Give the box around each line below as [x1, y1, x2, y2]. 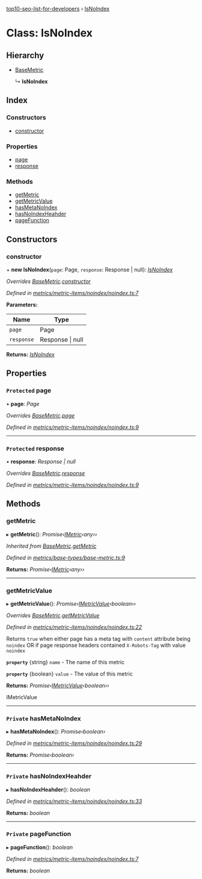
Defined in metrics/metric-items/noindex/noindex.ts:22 [6, 623, 142, 630]
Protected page [6, 386, 52, 395]
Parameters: [6, 301, 38, 308]
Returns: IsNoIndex [6, 351, 55, 358]
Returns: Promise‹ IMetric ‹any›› [6, 565, 85, 573]
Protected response [6, 444, 64, 452]
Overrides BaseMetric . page [6, 411, 75, 419]
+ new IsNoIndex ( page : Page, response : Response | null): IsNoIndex [6, 265, 173, 273]
